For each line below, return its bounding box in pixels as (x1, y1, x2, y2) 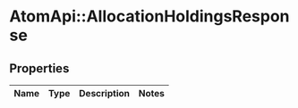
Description (79, 87, 130, 99)
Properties (9, 61, 70, 76)
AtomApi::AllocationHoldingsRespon (9, 6, 290, 27)
